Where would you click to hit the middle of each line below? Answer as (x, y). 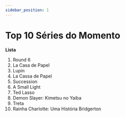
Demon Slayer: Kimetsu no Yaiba (47, 98)
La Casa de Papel (31, 65)
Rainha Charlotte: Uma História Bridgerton (57, 109)
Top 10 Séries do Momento (63, 35)
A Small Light (27, 87)
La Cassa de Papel (32, 76)
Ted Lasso (23, 92)
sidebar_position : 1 (27, 10)
